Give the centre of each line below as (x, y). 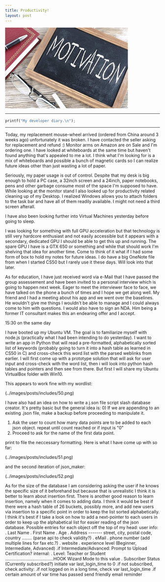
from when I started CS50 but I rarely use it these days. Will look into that (79, 262)
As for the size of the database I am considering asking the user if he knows (82, 486)
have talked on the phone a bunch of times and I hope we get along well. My (82, 292)
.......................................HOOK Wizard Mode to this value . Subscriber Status (82, 559)
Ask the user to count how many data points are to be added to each (82, 423)
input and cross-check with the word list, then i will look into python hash (79, 364)
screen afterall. (20, 207)
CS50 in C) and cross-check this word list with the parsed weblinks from (79, 353)
